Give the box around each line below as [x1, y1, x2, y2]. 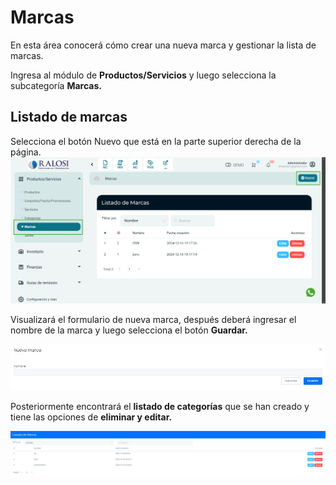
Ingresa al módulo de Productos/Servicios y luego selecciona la [10, 69, 277, 81]
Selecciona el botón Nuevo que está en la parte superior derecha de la [10, 135, 302, 147]
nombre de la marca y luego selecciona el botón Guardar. [10, 324, 248, 336]
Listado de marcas [10, 109, 128, 126]
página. [10, 146, 42, 158]
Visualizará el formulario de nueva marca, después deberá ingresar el [10, 313, 297, 325]
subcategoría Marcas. [10, 79, 102, 91]
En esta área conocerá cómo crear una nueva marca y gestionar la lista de [10, 39, 317, 51]
